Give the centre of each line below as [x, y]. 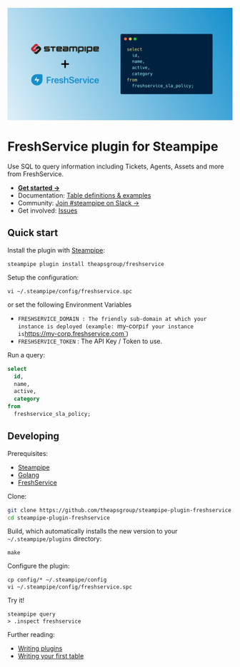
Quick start [33, 233]
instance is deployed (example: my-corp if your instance [106, 326]
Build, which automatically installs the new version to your [92, 531]
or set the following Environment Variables [70, 305]
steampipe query [31, 614]
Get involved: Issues [47, 210]
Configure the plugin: [39, 566]
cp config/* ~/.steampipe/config [57, 580]
